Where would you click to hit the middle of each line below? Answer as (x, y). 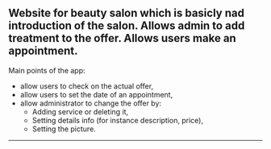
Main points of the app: (47, 70)
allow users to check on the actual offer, (87, 86)
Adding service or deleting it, (80, 111)
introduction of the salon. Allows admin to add (127, 26)
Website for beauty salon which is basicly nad (126, 13)
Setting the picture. (64, 129)
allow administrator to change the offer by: (91, 103)
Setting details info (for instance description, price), (118, 120)
